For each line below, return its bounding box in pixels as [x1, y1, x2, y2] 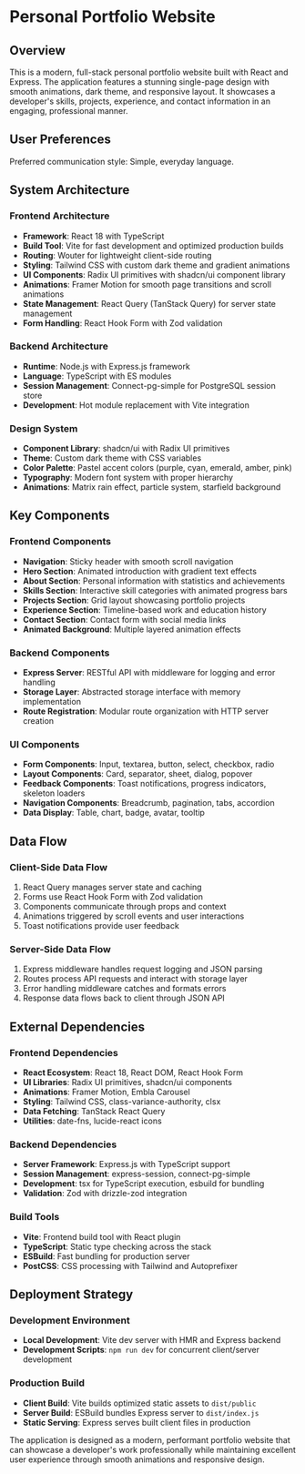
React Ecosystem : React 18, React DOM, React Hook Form [22, 1067, 244, 1078]
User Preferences [9, 132, 111, 147]
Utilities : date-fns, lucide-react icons [22, 1115, 162, 1126]
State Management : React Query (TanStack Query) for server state [22, 298, 276, 309]
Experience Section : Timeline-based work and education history [22, 604, 267, 615]
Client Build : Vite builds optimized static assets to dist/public [22, 1398, 257, 1408]
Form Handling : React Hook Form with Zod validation [22, 317, 223, 329]
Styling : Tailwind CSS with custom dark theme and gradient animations [22, 259, 290, 270]
